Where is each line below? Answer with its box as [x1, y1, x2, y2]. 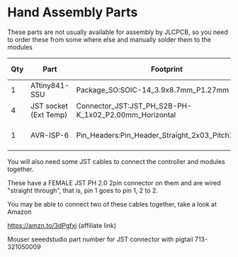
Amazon [7, 207, 32, 216]
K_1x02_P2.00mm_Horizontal [76, 109, 176, 119]
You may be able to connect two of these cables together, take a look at [7, 199, 217, 208]
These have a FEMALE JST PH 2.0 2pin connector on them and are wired [7, 178, 221, 187]
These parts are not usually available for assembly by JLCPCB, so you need [7, 28, 228, 36]
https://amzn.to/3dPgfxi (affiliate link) [7, 221, 117, 229]
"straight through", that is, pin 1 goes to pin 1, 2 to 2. [7, 186, 158, 195]
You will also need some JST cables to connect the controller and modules [7, 157, 225, 165]
